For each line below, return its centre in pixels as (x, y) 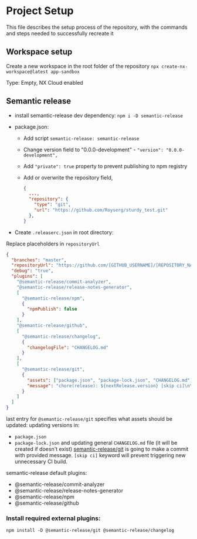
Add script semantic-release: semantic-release (81, 138)
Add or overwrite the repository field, (68, 177)
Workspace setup (39, 52)
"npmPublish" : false (52, 309)
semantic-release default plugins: (47, 473)
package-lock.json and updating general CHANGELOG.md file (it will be (96, 443)
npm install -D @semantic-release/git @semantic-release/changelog (90, 531)
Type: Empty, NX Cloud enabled (45, 82)
